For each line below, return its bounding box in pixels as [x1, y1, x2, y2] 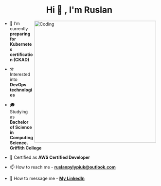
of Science [9, 124, 33, 130]
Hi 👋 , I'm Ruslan [46, 4, 113, 16]
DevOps [9, 81, 27, 87]
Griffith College [9, 145, 42, 150]
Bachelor [9, 119, 29, 125]
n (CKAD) [9, 56, 30, 62]
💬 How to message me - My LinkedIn [9, 175, 85, 181]
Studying [9, 109, 28, 114]
